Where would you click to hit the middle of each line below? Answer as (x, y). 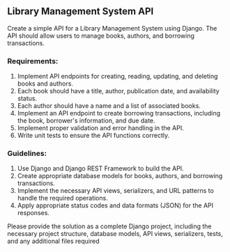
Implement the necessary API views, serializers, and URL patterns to (115, 191)
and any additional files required (53, 241)
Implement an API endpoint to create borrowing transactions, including (119, 113)
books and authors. (45, 84)
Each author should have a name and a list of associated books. (109, 106)
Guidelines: (27, 154)
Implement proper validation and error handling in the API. (101, 128)
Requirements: (33, 61)
